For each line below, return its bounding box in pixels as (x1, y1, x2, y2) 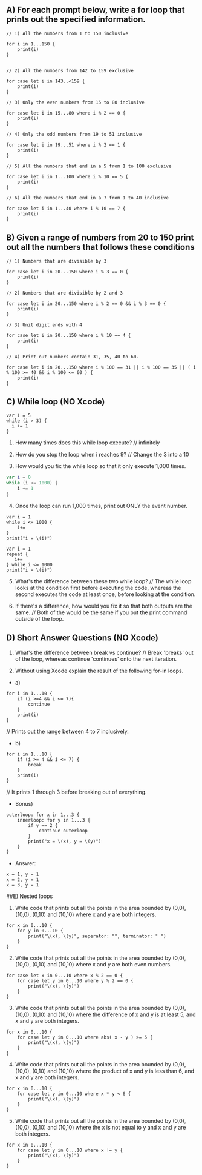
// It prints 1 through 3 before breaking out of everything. (6, 788, 147, 795)
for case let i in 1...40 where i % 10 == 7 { (6, 206, 126, 212)
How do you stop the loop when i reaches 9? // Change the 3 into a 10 (15, 451, 189, 458)
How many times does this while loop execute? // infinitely (15, 439, 160, 446)
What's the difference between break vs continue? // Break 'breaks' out (15, 649, 194, 656)
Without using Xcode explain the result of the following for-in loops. (15, 667, 184, 674)
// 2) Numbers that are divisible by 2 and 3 (6, 290, 123, 296)
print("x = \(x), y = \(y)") (28, 838, 102, 845)
